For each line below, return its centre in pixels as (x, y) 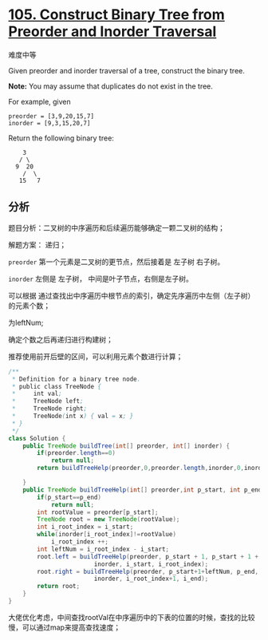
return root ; (59, 587)
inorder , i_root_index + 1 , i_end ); (151, 579)
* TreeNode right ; (49, 409)
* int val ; (37, 394)
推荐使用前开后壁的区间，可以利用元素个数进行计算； (96, 356)
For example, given (40, 101)
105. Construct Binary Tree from (116, 15)
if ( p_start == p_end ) (69, 497)
